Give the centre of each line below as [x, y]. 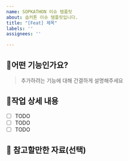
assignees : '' [24, 34]
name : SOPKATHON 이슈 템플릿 [39, 12]
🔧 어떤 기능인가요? [37, 65]
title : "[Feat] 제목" [32, 23]
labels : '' [20, 28]
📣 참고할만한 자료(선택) [46, 150]
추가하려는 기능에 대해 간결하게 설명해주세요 [72, 80]
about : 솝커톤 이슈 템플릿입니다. [42, 17]
